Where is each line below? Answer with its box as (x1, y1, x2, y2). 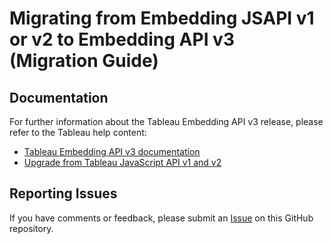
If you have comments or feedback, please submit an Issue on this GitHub (9, 212, 314, 224)
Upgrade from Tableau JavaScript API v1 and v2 (23, 157, 222, 168)
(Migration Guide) (9, 50, 159, 72)
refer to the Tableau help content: (9, 127, 147, 138)
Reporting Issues (9, 185, 118, 202)
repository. (9, 222, 54, 234)
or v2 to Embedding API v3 (9, 28, 235, 51)
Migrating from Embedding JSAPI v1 (9, 7, 315, 30)
